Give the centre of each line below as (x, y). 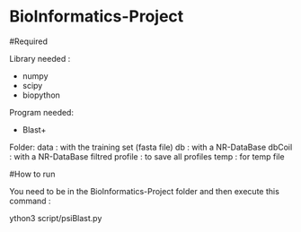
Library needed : (40, 58)
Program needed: (42, 112)
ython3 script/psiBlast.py (56, 218)
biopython (41, 95)
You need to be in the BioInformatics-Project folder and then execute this (145, 191)
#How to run (32, 174)
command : (30, 201)
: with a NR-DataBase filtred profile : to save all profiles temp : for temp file (147, 156)
